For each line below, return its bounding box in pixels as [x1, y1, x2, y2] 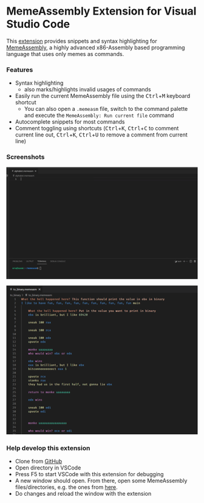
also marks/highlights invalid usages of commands [24, 86, 151, 93]
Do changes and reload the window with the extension [15, 490, 152, 498]
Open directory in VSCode [15, 464, 81, 471]
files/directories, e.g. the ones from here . [15, 484, 118, 491]
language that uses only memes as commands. [6, 50, 124, 57]
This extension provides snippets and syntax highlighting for [6, 37, 157, 44]
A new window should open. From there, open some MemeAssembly [15, 477, 188, 485]
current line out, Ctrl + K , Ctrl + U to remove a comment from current [15, 131, 188, 138]
